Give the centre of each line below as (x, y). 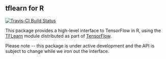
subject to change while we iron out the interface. (57, 51)
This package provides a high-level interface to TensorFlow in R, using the (83, 31)
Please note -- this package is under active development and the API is (80, 46)
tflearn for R (25, 8)
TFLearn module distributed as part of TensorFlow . (59, 36)
